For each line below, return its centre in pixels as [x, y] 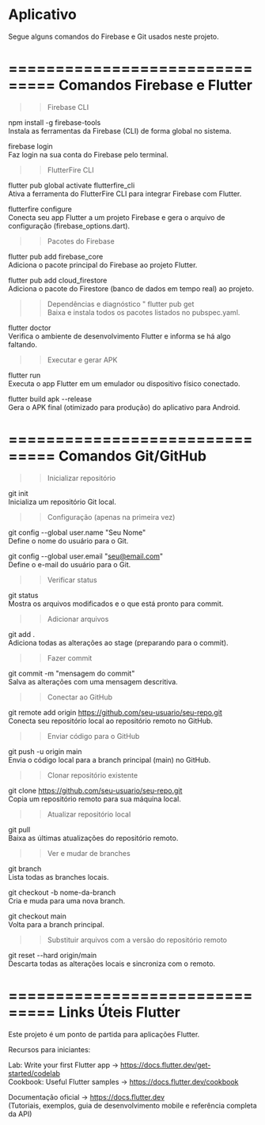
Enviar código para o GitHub [93, 736]
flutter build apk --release [50, 399]
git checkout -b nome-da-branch [62, 892]
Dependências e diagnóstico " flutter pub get [121, 304]
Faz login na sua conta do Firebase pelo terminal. [88, 154]
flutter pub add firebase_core [56, 256]
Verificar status [72, 580]
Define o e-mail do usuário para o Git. [70, 564]
